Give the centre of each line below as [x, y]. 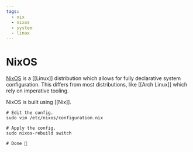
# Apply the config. [31, 128]
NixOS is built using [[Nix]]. [39, 102]
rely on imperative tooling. [37, 91]
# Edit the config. [30, 113]
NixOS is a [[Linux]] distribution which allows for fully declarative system [94, 78]
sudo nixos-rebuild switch [39, 133]
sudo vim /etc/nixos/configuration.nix [55, 118]
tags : [13, 11]
